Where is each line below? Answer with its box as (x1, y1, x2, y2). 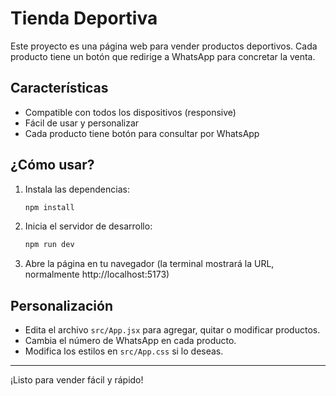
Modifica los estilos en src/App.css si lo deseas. (24, 345, 224, 357)
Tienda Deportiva (10, 7, 158, 30)
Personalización (10, 297, 114, 314)
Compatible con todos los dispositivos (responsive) (24, 106, 237, 118)
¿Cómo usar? (10, 157, 95, 174)
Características (10, 80, 109, 97)
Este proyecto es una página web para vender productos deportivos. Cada (10, 40, 318, 52)
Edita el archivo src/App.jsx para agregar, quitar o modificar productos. (24, 324, 321, 336)
